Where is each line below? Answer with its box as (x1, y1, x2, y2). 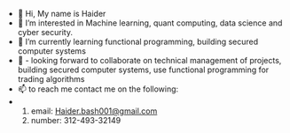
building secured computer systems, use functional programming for (17, 64, 270, 75)
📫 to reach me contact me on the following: (17, 84, 179, 94)
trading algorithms (17, 74, 85, 84)
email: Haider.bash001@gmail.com (30, 106, 158, 116)
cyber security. (17, 27, 74, 37)
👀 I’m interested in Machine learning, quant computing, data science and (17, 18, 283, 28)
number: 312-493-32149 (30, 115, 121, 125)
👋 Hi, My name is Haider (17, 9, 106, 18)
